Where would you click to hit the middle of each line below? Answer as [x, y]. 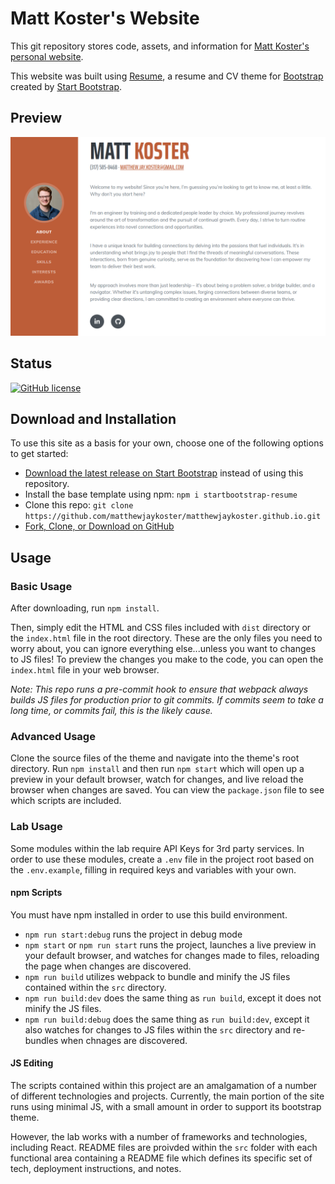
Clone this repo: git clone [79, 505]
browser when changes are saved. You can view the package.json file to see [167, 790]
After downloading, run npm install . [85, 608]
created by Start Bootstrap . [66, 86]
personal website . [47, 56]
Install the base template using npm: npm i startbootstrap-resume [161, 494]
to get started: [39, 454]
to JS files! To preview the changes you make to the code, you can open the [167, 659]
